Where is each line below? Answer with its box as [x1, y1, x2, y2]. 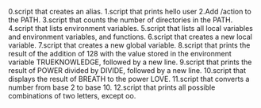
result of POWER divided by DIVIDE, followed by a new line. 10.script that [8, 66, 247, 75]
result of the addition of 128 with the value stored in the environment [8, 49, 232, 58]
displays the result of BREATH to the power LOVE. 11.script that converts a [8, 75, 250, 83]
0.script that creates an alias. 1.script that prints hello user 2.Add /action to [8, 7, 251, 16]
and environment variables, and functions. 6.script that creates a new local [8, 32, 252, 41]
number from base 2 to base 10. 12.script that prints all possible [8, 83, 216, 92]
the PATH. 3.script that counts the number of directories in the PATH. [8, 15, 233, 25]
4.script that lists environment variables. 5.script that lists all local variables [8, 24, 254, 33]
